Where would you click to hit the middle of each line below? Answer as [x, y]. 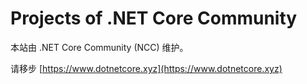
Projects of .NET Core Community [154, 18]
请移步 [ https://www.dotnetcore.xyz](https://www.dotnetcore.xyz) [146, 68]
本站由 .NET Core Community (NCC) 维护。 [99, 47]
